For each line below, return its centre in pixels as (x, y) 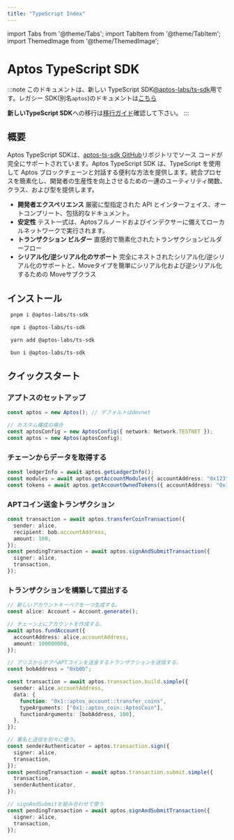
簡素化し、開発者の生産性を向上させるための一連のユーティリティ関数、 (123, 181)
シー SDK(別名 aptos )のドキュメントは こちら (94, 98)
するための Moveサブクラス (56, 274)
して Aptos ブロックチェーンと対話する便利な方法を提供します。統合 (105, 172)
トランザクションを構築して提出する (68, 590)
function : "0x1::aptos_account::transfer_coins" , (93, 701)
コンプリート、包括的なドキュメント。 (78, 213)
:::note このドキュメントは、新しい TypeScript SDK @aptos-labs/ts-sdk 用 (112, 89)
